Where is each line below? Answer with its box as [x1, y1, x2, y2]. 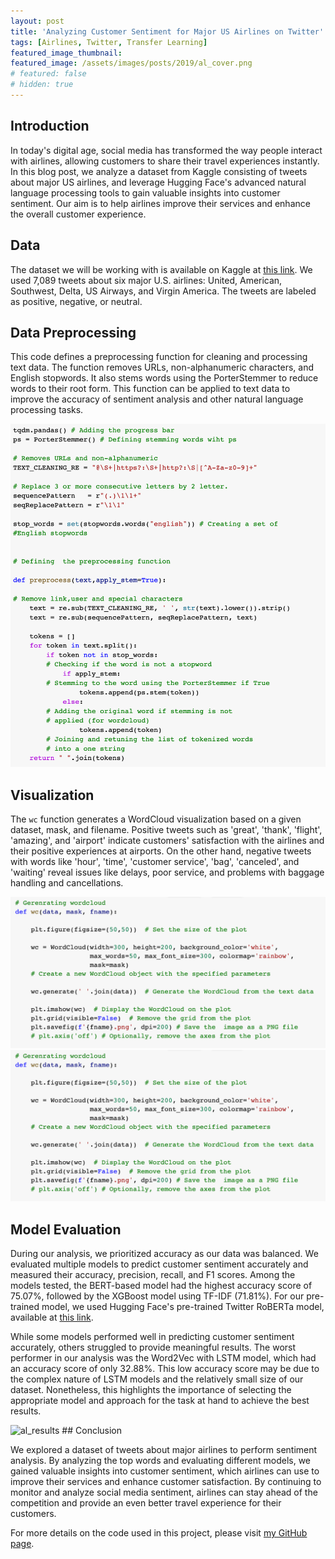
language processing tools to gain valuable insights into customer [10, 186, 281, 199]
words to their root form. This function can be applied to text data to [10, 383, 291, 395]
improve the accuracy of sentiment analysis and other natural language [10, 393, 304, 405]
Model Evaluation [10, 1221, 122, 1238]
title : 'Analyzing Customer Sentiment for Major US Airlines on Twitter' [10, 26, 325, 37]
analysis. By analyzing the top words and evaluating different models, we [10, 1455, 312, 1467]
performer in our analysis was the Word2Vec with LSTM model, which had [10, 1352, 317, 1364]
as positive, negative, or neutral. [10, 295, 143, 307]
